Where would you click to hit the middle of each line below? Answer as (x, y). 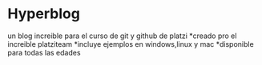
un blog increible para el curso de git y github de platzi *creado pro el (122, 36)
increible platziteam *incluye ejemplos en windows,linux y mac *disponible (131, 44)
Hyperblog (44, 14)
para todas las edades (44, 52)
